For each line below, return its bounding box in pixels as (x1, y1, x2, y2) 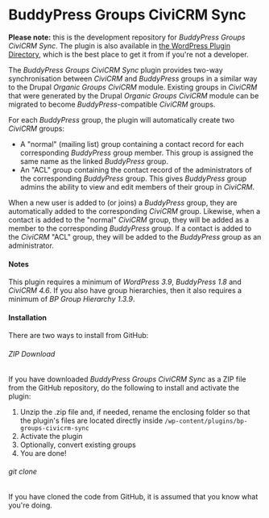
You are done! (19, 448, 67, 457)
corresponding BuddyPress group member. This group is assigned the (19, 148, 254, 157)
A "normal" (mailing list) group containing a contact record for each (19, 139, 244, 148)
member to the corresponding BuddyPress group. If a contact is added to (8, 223, 252, 233)
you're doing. (8, 500, 52, 510)
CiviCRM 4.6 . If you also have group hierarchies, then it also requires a (8, 286, 242, 295)
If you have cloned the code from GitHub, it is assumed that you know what (8, 491, 259, 501)
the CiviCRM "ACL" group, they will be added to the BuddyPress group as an (8, 232, 262, 241)
